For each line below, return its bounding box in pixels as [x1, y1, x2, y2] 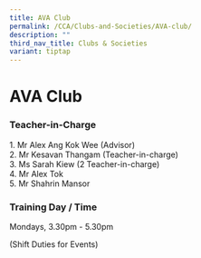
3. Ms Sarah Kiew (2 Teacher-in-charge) [9, 158, 160, 169]
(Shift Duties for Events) [9, 238, 99, 250]
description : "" [9, 30, 71, 39]
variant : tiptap [9, 47, 71, 56]
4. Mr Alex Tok [9, 168, 63, 179]
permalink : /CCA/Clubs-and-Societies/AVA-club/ [9, 22, 193, 31]
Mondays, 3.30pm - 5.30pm [9, 221, 114, 232]
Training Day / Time [9, 201, 98, 213]
